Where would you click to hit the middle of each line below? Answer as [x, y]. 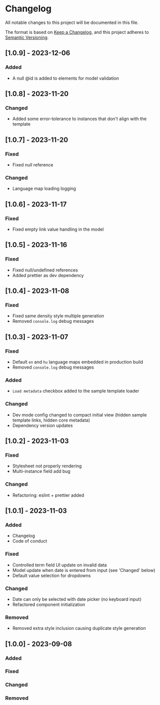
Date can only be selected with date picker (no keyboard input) [77, 599]
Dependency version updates [42, 425]
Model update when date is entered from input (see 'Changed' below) [84, 570]
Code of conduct [30, 541]
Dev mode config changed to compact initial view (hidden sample [80, 415]
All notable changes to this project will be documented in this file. [72, 22]
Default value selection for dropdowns [51, 575]
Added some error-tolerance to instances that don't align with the [79, 119]
